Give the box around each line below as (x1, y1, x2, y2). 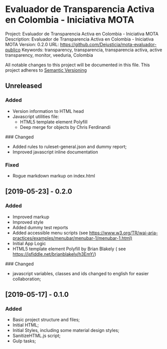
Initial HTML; (12, 322, 39, 328)
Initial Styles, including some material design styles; (12, 327, 119, 333)
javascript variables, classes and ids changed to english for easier (12, 270, 149, 276)
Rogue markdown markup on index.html (12, 172, 95, 179)
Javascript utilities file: (12, 113, 59, 119)
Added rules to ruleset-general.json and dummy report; (12, 143, 127, 149)
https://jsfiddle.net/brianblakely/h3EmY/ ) (12, 251, 97, 257)
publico (5, 47, 21, 53)
